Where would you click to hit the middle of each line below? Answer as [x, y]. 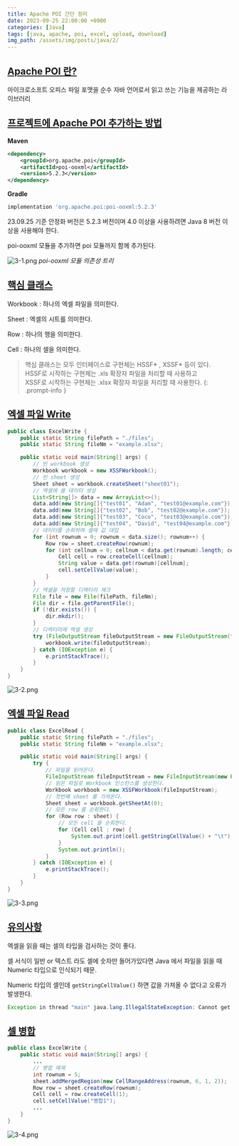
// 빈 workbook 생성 [61, 464]
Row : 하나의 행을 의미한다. [45, 334]
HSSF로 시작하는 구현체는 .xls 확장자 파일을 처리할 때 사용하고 [111, 373]
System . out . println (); [92, 850]
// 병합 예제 [49, 1068]
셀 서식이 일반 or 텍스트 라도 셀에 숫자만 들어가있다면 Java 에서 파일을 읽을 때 [115, 961]
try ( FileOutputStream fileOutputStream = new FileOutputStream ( [132, 636]
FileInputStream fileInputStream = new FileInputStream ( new [136, 777]
